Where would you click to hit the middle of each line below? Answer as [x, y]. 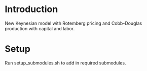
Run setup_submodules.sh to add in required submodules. [65, 63]
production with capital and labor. [40, 28]
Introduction [31, 9]
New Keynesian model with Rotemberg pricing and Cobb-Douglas [73, 23]
